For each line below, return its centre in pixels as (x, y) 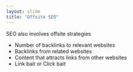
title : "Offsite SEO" (33, 17)
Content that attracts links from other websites (71, 57)
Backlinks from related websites (53, 51)
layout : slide (23, 11)
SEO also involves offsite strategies (49, 33)
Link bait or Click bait (40, 64)
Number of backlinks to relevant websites (65, 45)
